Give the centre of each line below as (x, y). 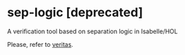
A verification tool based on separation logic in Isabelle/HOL (92, 31)
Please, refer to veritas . (40, 44)
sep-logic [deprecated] (75, 13)
